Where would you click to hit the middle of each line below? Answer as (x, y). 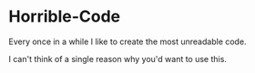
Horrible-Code (65, 17)
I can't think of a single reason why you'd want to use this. (117, 59)
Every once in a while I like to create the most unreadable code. (127, 41)
